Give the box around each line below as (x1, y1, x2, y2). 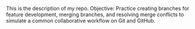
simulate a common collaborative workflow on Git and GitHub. (6, 17, 156, 24)
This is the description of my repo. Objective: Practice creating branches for (6, 5, 190, 12)
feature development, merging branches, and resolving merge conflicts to (6, 11, 184, 18)
